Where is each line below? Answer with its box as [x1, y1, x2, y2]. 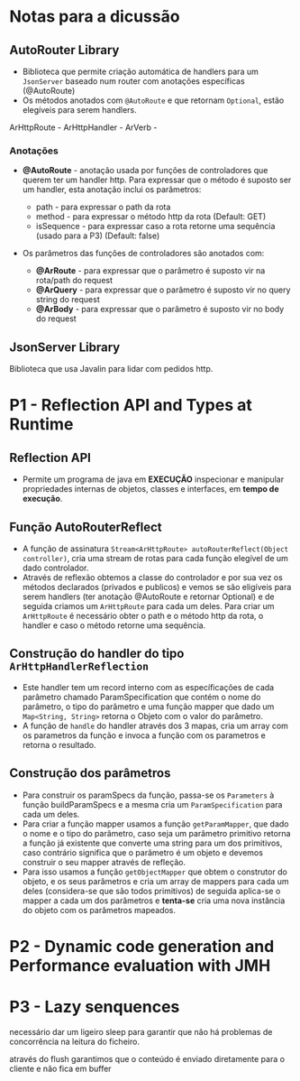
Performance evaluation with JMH [9, 955, 271, 975]
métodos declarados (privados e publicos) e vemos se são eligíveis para [22, 581, 292, 592]
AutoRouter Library [9, 42, 120, 58]
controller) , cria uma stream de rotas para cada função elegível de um [22, 552, 288, 563]
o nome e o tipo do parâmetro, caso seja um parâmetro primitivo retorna [22, 827, 291, 838]
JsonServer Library [9, 339, 121, 355]
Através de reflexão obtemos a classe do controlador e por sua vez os [22, 571, 284, 583]
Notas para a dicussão [9, 6, 180, 27]
